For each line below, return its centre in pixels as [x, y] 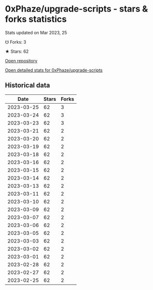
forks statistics [36, 19]
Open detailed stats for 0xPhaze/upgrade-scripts [54, 70]
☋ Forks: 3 [16, 42]
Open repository [21, 61]
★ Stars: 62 [17, 51]
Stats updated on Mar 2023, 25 [36, 32]
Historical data [28, 85]
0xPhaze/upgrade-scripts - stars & [76, 9]
